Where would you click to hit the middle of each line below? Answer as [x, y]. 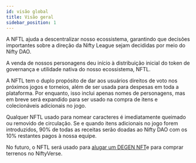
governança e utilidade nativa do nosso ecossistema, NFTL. [78, 69]
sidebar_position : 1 [31, 22]
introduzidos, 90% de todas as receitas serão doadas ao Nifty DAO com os [97, 129]
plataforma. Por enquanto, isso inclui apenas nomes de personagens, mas [96, 93]
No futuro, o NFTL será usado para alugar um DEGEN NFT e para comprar [95, 147]
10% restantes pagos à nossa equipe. [51, 136]
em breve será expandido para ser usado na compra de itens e [82, 99]
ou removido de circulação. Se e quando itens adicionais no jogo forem [92, 124]
